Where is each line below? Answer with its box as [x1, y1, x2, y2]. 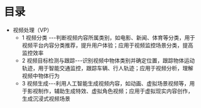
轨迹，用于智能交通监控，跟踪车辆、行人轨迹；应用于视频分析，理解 [21, 64, 194, 71]
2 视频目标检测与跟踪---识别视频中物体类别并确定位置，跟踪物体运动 [21, 57, 195, 64]
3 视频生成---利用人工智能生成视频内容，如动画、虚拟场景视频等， [21, 79, 190, 87]
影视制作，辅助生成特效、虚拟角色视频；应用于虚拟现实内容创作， [27, 87, 194, 95]
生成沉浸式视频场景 [21, 95, 71, 102]
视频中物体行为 [21, 72, 60, 79]
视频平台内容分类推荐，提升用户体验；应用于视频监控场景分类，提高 [21, 41, 194, 49]
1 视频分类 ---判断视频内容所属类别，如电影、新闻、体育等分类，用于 [21, 34, 196, 41]
